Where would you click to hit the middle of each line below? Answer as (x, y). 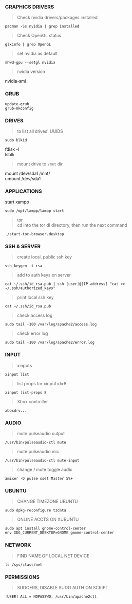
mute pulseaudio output (41, 434)
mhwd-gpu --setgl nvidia (30, 63)
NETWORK (18, 545)
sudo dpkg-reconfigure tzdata (36, 511)
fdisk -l (12, 149)
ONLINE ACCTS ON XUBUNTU (48, 519)
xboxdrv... (16, 410)
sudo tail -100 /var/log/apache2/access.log (51, 325)
